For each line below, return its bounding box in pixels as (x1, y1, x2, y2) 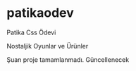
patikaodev (6, 5, 75, 21)
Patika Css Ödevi (6, 28, 56, 37)
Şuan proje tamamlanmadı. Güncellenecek (6, 55, 130, 64)
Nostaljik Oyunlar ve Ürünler (6, 41, 89, 50)
